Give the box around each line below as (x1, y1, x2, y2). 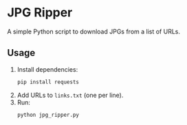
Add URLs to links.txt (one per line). (16, 91, 124, 99)
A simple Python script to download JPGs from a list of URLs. (7, 27, 181, 36)
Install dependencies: (16, 65, 78, 73)
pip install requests (16, 79, 79, 85)
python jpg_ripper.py (16, 111, 79, 118)
